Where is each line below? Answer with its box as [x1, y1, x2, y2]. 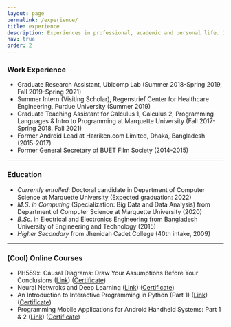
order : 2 [7, 42, 32, 49]
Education [7, 170, 43, 180]
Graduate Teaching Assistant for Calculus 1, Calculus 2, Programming [16, 109, 214, 118]
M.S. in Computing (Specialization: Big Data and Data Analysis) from [16, 200, 211, 209]
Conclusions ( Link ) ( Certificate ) [16, 276, 107, 284]
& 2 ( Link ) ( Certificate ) [16, 313, 80, 321]
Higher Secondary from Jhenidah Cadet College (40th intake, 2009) [16, 229, 211, 238]
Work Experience [7, 65, 67, 74]
